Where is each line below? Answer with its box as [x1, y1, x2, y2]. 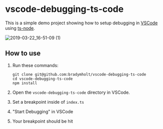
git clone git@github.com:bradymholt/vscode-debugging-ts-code [12, 72, 147, 77]
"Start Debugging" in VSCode [12, 108, 74, 115]
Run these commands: [12, 62, 59, 68]
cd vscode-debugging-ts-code [12, 76, 73, 81]
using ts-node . [5, 25, 35, 31]
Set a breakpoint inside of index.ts [12, 99, 84, 105]
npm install [12, 80, 37, 85]
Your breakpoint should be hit [12, 118, 73, 124]
